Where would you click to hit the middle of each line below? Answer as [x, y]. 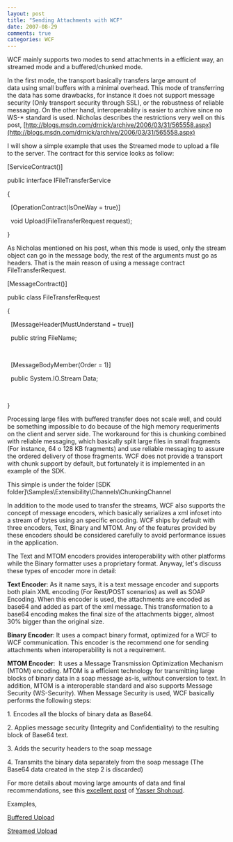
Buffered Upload [31, 818]
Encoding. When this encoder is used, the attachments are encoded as [109, 599]
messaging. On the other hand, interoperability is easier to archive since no [115, 110]
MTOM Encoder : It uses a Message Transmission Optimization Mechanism [115, 663]
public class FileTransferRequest [54, 297]
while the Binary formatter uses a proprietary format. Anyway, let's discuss [114, 563]
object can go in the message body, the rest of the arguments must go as [112, 256]
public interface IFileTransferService [59, 180]
